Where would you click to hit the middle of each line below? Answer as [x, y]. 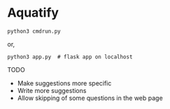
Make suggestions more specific [64, 83]
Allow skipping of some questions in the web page [90, 98]
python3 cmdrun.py [34, 31]
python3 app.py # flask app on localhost [70, 57]
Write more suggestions [52, 90]
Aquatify [33, 13]
